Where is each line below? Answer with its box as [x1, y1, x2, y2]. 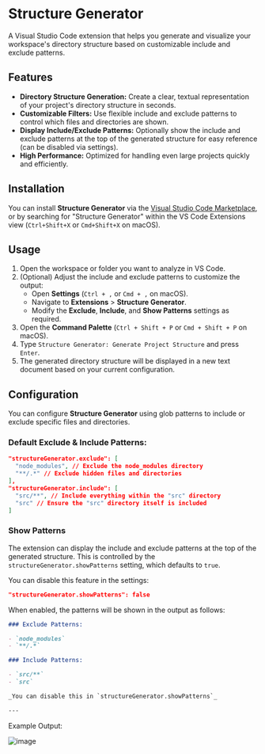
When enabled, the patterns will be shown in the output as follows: [8, 605, 225, 615]
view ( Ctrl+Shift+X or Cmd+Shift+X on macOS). [8, 219, 161, 230]
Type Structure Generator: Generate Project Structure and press [19, 340, 240, 349]
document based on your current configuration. [19, 365, 176, 375]
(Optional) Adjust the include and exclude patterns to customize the [19, 272, 240, 282]
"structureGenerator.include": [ [8, 484, 119, 492]
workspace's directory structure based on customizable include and [8, 39, 231, 48]
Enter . [19, 348, 40, 357]
